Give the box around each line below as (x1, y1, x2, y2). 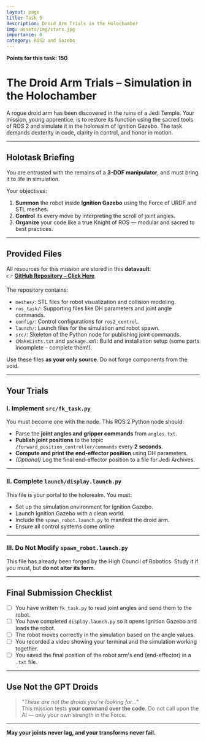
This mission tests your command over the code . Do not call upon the (21, 705, 199, 712)
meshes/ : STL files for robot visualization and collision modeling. (15, 298, 176, 305)
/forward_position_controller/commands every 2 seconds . (15, 443, 164, 450)
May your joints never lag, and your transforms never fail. (6, 728, 156, 736)
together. (15, 644, 39, 652)
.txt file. (15, 658, 38, 665)
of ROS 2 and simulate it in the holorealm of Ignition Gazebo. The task (6, 122, 183, 130)
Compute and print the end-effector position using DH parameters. (15, 450, 188, 457)
